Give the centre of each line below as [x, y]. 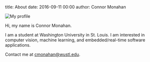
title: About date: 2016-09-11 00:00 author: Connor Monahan [66, 7]
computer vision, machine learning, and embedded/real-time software [75, 40]
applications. [18, 45]
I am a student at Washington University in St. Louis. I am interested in [75, 35]
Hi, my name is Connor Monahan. [38, 25]
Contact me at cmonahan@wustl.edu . [43, 54]
